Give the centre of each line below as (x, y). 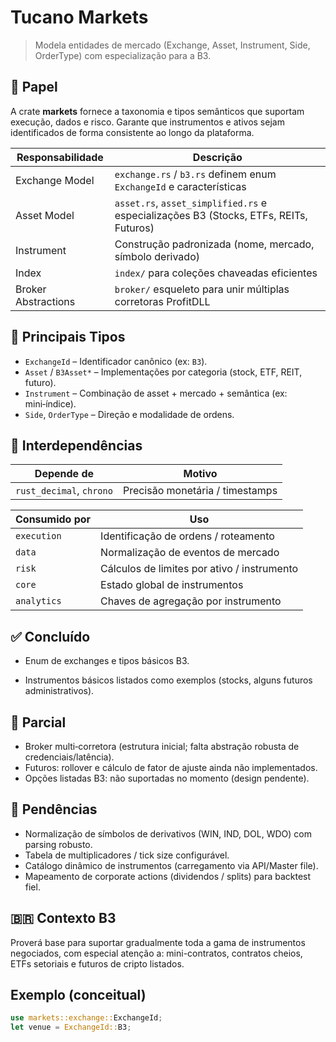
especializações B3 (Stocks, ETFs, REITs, (211, 215)
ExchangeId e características (180, 186)
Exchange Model (55, 180)
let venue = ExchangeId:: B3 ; (71, 1027)
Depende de (64, 474)
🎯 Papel (34, 87)
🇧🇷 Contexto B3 (63, 918)
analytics (38, 601)
